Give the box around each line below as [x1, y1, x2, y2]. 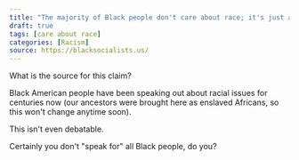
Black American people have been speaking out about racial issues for [9, 88, 268, 99]
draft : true [9, 21, 53, 30]
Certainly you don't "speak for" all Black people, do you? [9, 141, 217, 152]
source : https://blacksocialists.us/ [9, 46, 149, 55]
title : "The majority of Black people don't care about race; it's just [9, 12, 285, 22]
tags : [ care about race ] [9, 29, 101, 38]
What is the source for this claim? [9, 70, 132, 81]
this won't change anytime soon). [9, 107, 132, 117]
